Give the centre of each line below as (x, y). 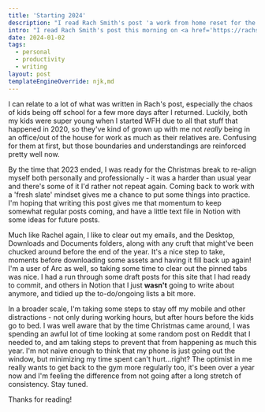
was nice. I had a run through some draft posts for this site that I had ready (129, 277)
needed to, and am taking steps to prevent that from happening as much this (132, 342)
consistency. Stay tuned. (48, 384)
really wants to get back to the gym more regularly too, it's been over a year (131, 367)
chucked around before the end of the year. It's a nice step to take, (117, 251)
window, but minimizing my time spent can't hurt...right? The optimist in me (130, 358)
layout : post (30, 74)
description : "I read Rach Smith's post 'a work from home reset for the (132, 23)
